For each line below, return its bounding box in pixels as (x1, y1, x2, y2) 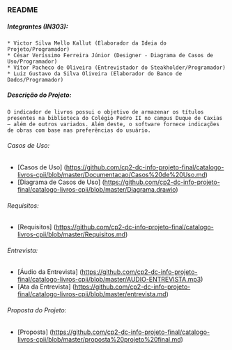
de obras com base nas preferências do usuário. (7, 127, 151, 134)
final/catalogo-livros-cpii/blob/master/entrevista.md (17, 290, 167, 298)
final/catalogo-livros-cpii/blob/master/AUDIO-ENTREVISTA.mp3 (17, 275, 201, 284)
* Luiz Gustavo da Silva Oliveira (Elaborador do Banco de (7, 70, 183, 77)
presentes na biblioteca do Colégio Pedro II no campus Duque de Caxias (7, 114, 223, 121)
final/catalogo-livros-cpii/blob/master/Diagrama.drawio (17, 185, 176, 194)
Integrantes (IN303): (7, 22, 68, 31)
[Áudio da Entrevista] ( (17, 268, 82, 276)
